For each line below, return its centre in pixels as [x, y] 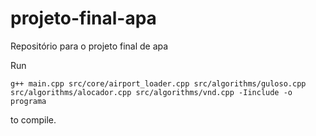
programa [28, 101]
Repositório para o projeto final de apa [89, 46]
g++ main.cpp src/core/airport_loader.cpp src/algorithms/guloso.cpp [158, 83]
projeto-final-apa [83, 18]
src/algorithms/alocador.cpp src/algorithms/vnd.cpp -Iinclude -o [151, 92]
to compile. [33, 119]
